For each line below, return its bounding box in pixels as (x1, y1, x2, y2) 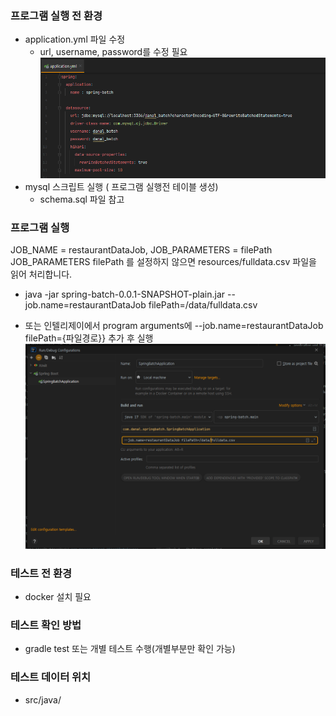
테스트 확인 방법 (10, 618, 82, 632)
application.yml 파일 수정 (24, 33, 126, 46)
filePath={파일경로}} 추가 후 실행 (24, 332, 154, 344)
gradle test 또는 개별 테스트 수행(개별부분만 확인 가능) (24, 643, 236, 655)
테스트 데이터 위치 (10, 670, 92, 684)
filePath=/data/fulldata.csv (148, 299, 258, 311)
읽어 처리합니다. (10, 268, 73, 281)
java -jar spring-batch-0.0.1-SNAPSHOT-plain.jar (24, 288, 226, 301)
